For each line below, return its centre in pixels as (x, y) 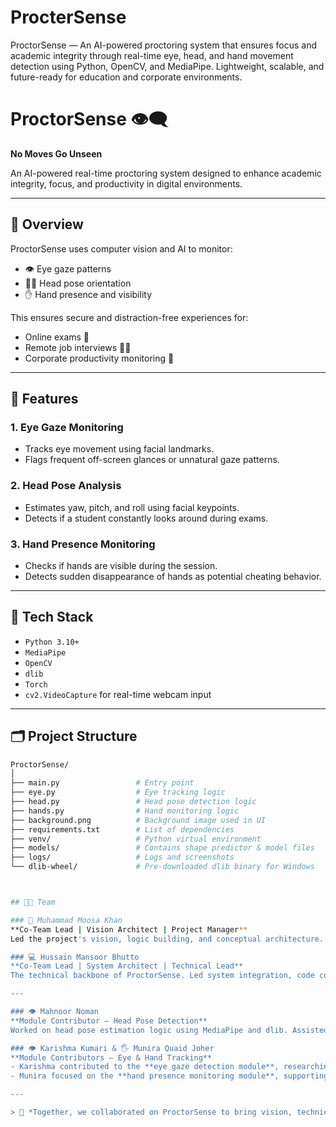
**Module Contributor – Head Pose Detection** (109, 1021)
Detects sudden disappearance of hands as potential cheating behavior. (173, 576)
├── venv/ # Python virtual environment (136, 839)
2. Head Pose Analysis (66, 486)
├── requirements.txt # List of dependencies (122, 829)
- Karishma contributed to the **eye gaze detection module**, (145, 1067)
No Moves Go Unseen (56, 153)
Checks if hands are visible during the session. (121, 565)
